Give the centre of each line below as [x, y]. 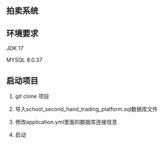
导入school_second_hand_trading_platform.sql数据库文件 [86, 109]
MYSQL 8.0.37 [24, 60]
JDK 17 [15, 48]
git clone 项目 [32, 96]
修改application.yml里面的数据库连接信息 [66, 122]
